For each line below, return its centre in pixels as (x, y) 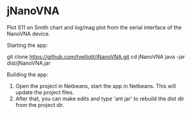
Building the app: (27, 74)
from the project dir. (40, 104)
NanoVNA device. (29, 33)
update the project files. (45, 92)
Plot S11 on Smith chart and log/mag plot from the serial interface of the (94, 27)
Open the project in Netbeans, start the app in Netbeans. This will (95, 86)
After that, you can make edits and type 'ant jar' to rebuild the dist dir (100, 99)
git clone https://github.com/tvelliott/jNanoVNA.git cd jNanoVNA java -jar (96, 56)
